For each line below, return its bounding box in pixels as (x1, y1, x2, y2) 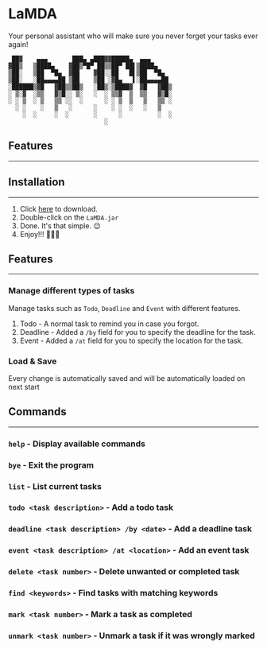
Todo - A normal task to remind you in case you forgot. (19, 319, 199, 328)
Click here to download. (19, 204, 98, 213)
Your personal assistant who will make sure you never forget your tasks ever (8, 31, 258, 41)
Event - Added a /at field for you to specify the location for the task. (19, 336, 244, 345)
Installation (8, 176, 65, 189)
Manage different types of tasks (8, 286, 135, 297)
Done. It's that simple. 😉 (19, 220, 101, 231)
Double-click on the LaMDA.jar (19, 212, 119, 222)
